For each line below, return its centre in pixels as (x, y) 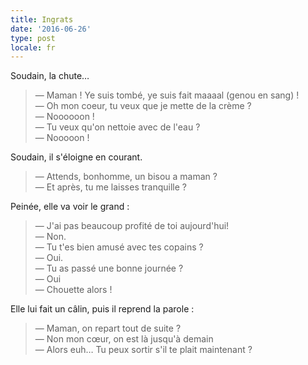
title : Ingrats (42, 19)
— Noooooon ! (64, 117)
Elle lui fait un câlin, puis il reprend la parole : (102, 309)
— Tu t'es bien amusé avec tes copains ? (119, 247)
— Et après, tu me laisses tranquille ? (110, 187)
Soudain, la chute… (50, 76)
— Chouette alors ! (73, 290)
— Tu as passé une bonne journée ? (109, 268)
